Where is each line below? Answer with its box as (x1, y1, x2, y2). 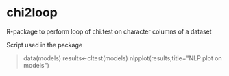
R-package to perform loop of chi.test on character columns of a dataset (6, 27, 212, 36)
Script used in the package (6, 40, 83, 49)
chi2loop (6, 5, 58, 21)
